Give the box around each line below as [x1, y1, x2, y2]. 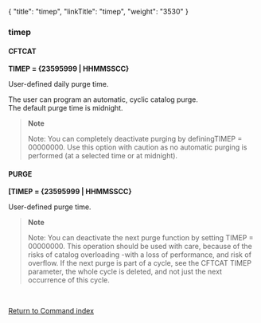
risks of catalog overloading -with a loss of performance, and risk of [27, 250, 252, 259]
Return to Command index [8, 306, 94, 316]
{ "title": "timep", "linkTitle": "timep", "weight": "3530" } [8, 7, 189, 16]
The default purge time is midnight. [8, 103, 123, 113]
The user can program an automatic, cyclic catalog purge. [8, 95, 199, 104]
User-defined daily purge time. [8, 80, 109, 89]
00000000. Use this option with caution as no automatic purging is [27, 142, 247, 152]
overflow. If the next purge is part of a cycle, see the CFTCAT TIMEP [27, 259, 252, 268]
